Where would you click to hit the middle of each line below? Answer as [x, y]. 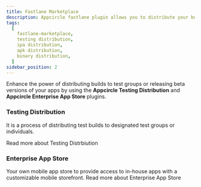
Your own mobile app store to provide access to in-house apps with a [92, 171]
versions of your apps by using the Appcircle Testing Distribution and [93, 91]
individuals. [20, 131]
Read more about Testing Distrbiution [52, 143]
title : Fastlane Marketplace [42, 12]
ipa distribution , [40, 45]
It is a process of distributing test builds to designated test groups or [91, 125]
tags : [13, 23]
